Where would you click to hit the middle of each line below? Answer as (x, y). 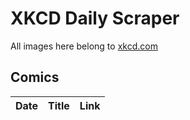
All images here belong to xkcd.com (84, 46)
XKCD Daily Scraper (95, 18)
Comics (35, 77)
